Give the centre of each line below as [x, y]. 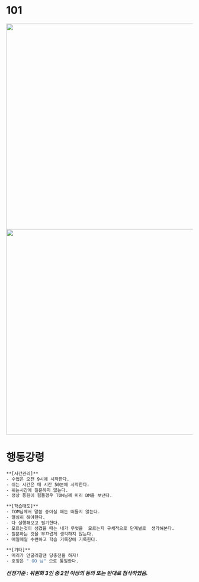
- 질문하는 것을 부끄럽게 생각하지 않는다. [50, 534]
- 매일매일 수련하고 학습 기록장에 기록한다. [52, 539]
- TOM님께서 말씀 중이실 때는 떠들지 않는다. [53, 512]
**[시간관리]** [22, 474]
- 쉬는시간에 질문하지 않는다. [37, 490]
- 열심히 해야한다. [26, 517]
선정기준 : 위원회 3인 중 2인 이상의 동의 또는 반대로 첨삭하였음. [77, 573]
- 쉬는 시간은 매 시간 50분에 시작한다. [48, 485]
